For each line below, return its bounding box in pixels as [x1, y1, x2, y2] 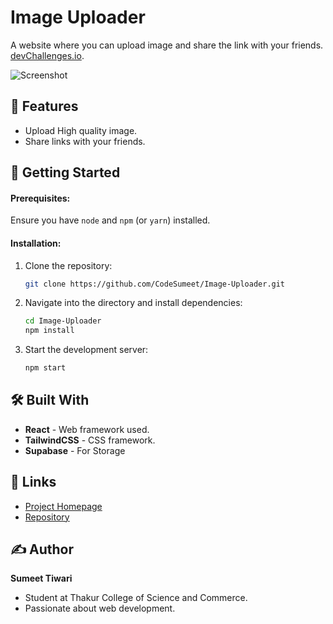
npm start [24, 363, 67, 373]
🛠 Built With [10, 392, 90, 409]
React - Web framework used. [24, 423, 150, 435]
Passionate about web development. [24, 602, 176, 615]
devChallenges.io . [10, 49, 85, 61]
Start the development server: [24, 344, 149, 356]
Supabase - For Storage [24, 444, 126, 456]
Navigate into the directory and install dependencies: [24, 297, 243, 309]
